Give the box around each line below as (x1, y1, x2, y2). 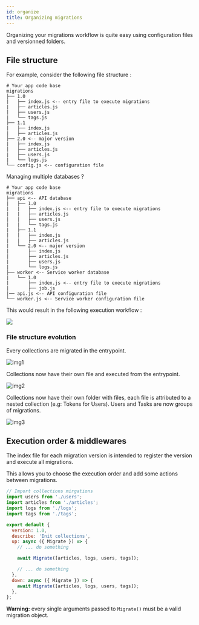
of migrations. (6, 406, 41, 414)
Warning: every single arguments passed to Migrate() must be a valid (6, 605, 181, 612)
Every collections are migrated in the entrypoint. (6, 346, 126, 354)
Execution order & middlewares (6, 436, 127, 446)
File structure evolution (6, 333, 77, 342)
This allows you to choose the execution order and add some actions (6, 470, 178, 477)
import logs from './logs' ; (6, 505, 77, 512)
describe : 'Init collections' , (11, 533, 91, 539)
